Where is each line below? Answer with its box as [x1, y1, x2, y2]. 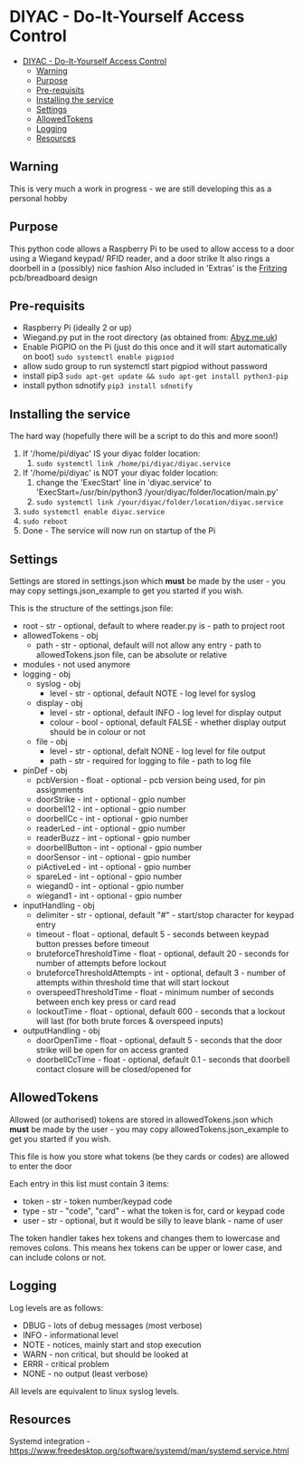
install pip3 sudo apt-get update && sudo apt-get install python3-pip [22, 370, 289, 382]
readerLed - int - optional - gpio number [35, 823, 186, 834]
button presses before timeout [35, 939, 149, 949]
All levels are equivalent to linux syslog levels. [9, 1385, 180, 1396]
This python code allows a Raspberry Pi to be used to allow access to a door [9, 243, 295, 254]
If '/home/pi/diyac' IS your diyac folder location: [22, 448, 201, 459]
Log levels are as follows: [9, 1302, 104, 1313]
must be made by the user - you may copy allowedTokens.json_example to [9, 1123, 289, 1135]
